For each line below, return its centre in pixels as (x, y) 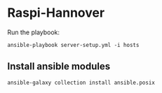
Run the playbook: (34, 32)
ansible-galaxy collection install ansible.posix (81, 83)
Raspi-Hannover (56, 13)
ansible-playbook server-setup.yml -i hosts (73, 45)
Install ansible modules (59, 67)
